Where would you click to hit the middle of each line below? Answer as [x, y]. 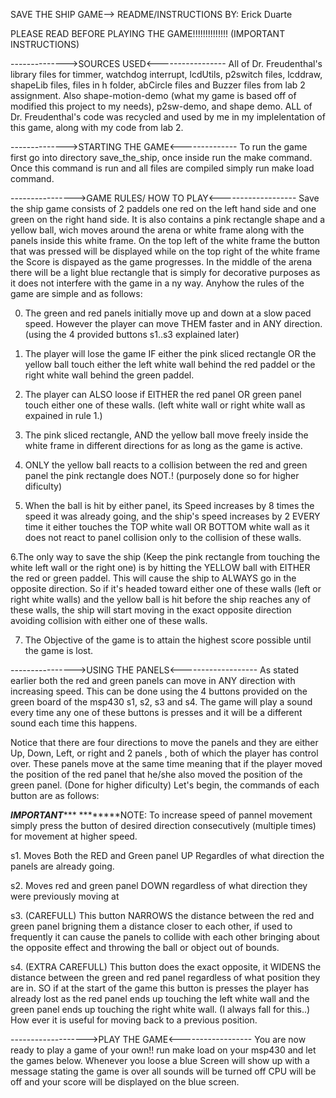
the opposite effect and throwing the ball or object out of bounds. [145, 947]
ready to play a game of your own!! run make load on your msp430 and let [163, 1050]
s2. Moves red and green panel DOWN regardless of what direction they [159, 885]
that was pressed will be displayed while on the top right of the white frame [165, 251]
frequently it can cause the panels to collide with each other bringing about [165, 937]
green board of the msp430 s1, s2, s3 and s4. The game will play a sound [161, 702]
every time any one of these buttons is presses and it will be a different [156, 712]
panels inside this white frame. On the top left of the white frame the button [165, 240]
